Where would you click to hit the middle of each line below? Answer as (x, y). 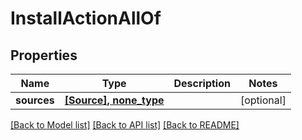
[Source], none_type (114, 100)
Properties (44, 55)
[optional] (263, 100)
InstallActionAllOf (86, 18)
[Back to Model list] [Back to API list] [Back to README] (125, 125)
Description (202, 83)
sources (35, 100)
